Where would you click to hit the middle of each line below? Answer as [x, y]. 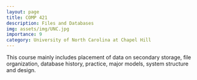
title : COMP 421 [27, 18]
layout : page [23, 12]
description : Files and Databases [50, 23]
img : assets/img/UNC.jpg [38, 29]
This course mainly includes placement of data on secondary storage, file [99, 57]
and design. [21, 70]
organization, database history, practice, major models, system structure [98, 64]
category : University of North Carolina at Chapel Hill [79, 40]
